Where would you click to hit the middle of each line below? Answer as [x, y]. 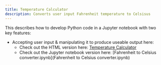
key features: [18, 33]
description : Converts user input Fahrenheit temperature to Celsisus [78, 14]
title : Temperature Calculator [37, 9]
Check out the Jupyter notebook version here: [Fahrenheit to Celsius [88, 52]
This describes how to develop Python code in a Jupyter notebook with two [80, 27]
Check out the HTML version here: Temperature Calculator [78, 47]
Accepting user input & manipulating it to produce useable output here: [83, 42]
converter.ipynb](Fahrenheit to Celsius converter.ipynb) [74, 57]
